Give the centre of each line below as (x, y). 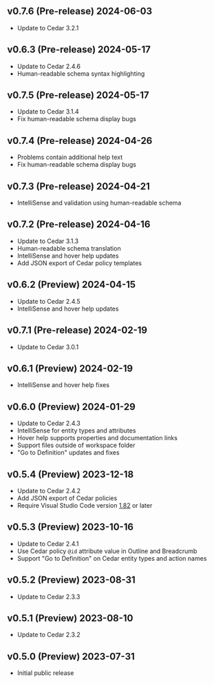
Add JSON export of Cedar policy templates (79, 263)
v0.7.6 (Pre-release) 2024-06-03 (80, 11)
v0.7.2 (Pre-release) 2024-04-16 (79, 224)
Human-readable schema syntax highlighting (81, 73)
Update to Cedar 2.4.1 (48, 543)
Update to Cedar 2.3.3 (49, 597)
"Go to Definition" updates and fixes (68, 453)
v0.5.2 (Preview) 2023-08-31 (71, 580)
